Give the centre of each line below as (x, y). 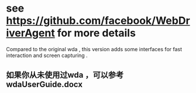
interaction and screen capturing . (47, 55)
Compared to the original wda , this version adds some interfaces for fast (94, 49)
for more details (97, 33)
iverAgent (31, 33)
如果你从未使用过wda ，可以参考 (65, 75)
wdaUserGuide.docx (44, 85)
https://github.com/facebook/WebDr (98, 21)
